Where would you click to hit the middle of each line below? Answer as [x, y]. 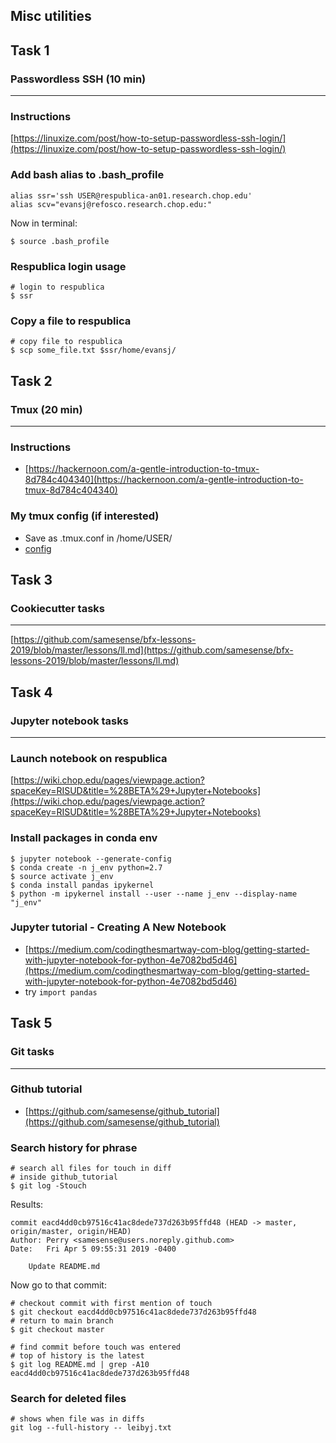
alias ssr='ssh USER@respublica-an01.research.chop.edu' [131, 195]
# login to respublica [57, 287]
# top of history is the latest [77, 1356]
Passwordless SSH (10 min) [78, 79]
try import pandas [61, 991]
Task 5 [31, 1023]
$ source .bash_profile [60, 241]
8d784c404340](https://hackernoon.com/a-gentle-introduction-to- [164, 480]
